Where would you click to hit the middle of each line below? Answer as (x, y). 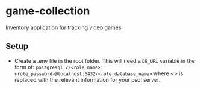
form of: (24, 67)
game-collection (48, 11)
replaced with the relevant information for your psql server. (87, 79)
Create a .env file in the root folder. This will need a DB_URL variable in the (104, 60)
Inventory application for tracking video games (63, 27)
